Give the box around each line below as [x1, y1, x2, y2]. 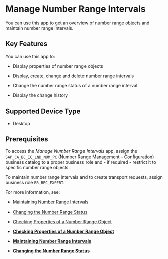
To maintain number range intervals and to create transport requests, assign [5, 174, 163, 180]
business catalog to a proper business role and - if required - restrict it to [5, 159, 157, 165]
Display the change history [12, 92, 68, 98]
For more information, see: [5, 189, 60, 195]
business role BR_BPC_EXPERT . [5, 180, 65, 186]
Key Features [5, 40, 48, 48]
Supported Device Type [5, 107, 81, 116]
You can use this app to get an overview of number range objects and [5, 20, 150, 26]
